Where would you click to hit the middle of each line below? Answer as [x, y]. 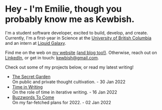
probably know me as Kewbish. [70, 19]
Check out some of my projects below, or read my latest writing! [70, 67]
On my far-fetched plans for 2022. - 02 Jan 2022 [61, 102]
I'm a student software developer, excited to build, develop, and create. [77, 33]
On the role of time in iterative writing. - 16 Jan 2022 [65, 92]
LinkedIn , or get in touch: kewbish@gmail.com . [52, 57]
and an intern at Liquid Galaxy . [36, 43]
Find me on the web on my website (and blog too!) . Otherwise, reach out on [81, 53]
